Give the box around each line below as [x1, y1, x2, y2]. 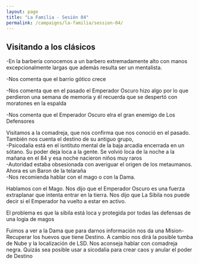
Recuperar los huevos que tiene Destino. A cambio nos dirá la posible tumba [6, 234, 193, 241]
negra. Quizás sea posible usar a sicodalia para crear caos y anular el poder [6, 246, 192, 253]
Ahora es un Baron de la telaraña [6, 167, 87, 175]
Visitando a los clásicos [6, 42, 96, 52]
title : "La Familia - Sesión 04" [6, 14, 89, 20]
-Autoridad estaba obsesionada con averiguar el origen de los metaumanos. [6, 161, 192, 168]
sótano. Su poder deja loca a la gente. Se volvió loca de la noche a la [6, 148, 175, 156]
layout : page [6, 8, 39, 15]
